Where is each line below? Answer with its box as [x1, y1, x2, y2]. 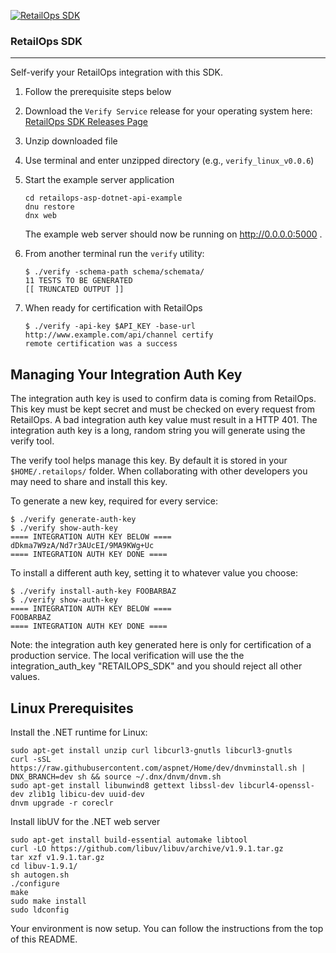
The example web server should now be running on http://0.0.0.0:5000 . [24, 228, 323, 240]
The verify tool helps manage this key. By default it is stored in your [10, 455, 288, 467]
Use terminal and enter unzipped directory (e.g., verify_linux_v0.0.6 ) [24, 155, 315, 167]
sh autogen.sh [10, 870, 70, 880]
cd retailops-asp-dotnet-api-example [24, 193, 183, 204]
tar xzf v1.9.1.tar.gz [10, 852, 105, 862]
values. [10, 671, 40, 683]
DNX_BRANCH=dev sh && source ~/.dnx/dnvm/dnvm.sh [10, 771, 222, 782]
